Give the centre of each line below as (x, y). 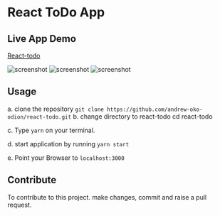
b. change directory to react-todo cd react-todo (143, 116)
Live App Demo (42, 39)
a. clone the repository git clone (56, 109)
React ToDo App (56, 12)
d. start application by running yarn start (68, 144)
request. (20, 205)
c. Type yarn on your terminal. (51, 130)
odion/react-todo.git (40, 117)
